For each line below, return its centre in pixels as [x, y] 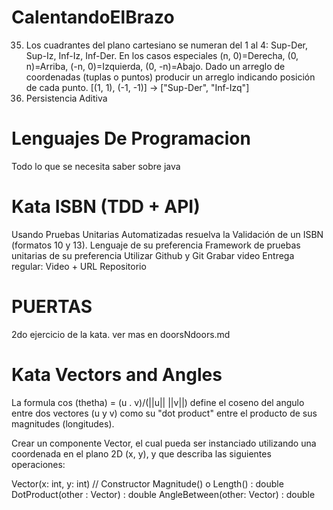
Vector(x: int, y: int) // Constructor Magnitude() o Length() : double [147, 483]
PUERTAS [52, 307]
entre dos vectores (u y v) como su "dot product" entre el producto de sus [164, 413]
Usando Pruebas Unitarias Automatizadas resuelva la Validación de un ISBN [167, 234]
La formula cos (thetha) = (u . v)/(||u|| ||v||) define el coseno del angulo [158, 402]
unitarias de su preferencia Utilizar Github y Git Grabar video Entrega [153, 255]
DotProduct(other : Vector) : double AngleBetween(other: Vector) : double [163, 494]
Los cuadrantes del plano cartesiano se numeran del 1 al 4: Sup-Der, [166, 45]
